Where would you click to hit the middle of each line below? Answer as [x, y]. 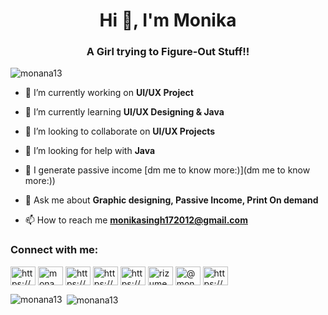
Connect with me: [54, 250]
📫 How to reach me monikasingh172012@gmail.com [136, 220]
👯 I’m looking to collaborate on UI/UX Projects [120, 131]
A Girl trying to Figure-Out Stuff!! [168, 52]
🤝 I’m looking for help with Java [90, 151]
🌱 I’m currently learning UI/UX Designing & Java [124, 112]
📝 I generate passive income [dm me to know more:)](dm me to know [167, 170]
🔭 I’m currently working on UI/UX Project [109, 93]
